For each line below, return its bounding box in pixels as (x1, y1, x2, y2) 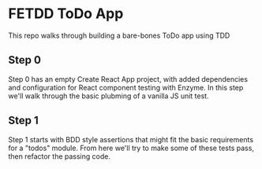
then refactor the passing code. (8, 151, 110, 161)
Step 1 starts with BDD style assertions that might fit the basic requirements (8, 134, 254, 144)
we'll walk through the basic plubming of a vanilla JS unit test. (8, 91, 209, 101)
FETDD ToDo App (8, 5, 124, 23)
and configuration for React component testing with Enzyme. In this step (8, 83, 244, 92)
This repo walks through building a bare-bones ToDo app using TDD (8, 31, 230, 40)
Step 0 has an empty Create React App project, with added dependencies (8, 74, 249, 83)
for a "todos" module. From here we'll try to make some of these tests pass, (8, 143, 255, 152)
